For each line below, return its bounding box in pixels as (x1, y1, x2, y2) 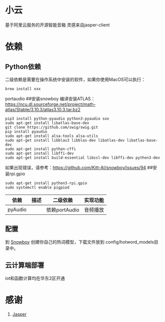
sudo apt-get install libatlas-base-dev (5, 120, 90, 126)
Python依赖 (5, 63, 41, 71)
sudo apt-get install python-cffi (5, 146, 77, 151)
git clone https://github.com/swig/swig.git (5, 125, 98, 129)
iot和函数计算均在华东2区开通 (5, 275, 65, 281)
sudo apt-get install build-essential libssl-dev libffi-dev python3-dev (5, 155, 161, 160)
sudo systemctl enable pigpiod (5, 185, 70, 190)
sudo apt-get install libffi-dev (5, 151, 74, 156)
